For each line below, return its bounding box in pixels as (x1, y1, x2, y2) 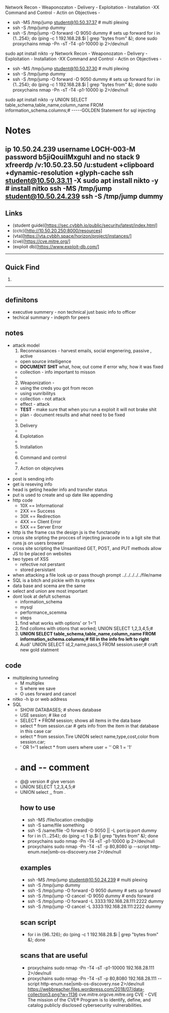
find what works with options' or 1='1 (20, 620, 97, 626)
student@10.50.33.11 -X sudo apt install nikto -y (5, 176, 158, 185)
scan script (20, 918, 56, 927)
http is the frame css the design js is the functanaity (12, 529, 120, 535)
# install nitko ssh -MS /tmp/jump (5, 184, 112, 193)
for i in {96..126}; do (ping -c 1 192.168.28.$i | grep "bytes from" (27, 932, 159, 938)
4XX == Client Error (20, 518, 61, 524)
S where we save (20, 685, 56, 691)
